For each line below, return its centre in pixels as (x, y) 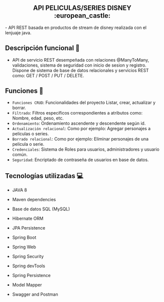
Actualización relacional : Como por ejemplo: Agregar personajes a (81, 129)
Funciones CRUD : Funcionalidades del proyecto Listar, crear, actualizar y (84, 103)
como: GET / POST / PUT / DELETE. (48, 75)
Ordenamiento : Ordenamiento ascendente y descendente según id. (79, 123)
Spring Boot (24, 237)
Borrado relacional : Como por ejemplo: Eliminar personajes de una (80, 139)
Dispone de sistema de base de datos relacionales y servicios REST (81, 70)
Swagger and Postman (35, 294)
